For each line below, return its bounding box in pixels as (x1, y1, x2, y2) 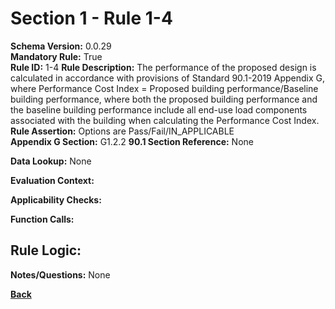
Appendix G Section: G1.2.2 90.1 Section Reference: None (10, 135, 254, 147)
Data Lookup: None (10, 155, 92, 167)
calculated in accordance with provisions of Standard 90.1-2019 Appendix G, (10, 72, 325, 84)
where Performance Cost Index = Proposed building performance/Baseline (10, 82, 319, 94)
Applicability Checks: (10, 193, 102, 206)
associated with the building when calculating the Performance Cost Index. (10, 114, 320, 126)
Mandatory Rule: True (10, 50, 103, 62)
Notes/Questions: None (10, 268, 111, 281)
